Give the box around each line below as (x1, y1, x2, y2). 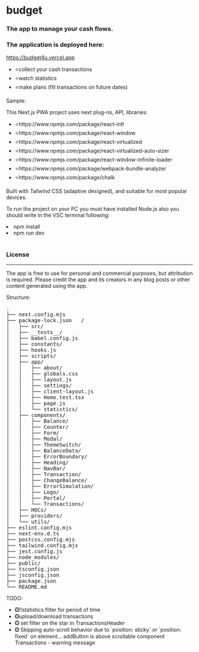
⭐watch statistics (14, 75, 57, 82)
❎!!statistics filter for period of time (14, 606, 101, 613)
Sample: (6, 97, 27, 104)
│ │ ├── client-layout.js (6, 388, 94, 394)
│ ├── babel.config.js (6, 335, 78, 341)
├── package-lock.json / (6, 317, 85, 323)
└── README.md (6, 583, 47, 590)
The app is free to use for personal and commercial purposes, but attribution (6, 269, 193, 277)
